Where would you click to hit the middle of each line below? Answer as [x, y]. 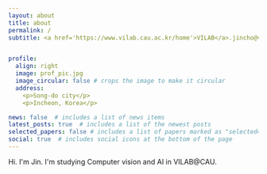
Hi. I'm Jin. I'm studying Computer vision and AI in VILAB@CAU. [112, 161]
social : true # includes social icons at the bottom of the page [120, 139]
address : [30, 88]
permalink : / [30, 30]
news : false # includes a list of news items [87, 117]
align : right [37, 66]
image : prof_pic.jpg [49, 74]
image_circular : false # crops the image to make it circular [120, 81]
